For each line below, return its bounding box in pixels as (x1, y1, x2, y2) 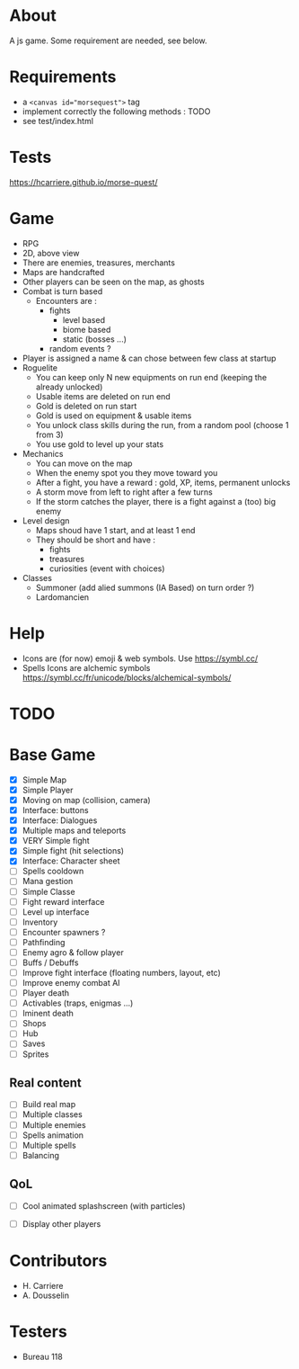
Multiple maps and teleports (22, 825, 127, 837)
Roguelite (22, 362, 58, 373)
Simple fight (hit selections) (22, 846, 124, 856)
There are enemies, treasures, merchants (22, 257, 175, 268)
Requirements (9, 67, 117, 87)
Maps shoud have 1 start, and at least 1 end (35, 524, 196, 535)
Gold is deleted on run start (35, 400, 137, 411)
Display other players (22, 1218, 101, 1229)
